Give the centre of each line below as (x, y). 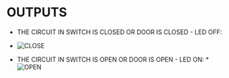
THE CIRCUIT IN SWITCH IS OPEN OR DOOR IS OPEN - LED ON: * (113, 59)
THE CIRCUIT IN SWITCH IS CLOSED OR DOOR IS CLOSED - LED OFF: (119, 32)
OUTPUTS (37, 12)
